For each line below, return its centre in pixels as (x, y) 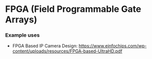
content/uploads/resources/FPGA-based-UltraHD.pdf (67, 51)
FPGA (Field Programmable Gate (73, 9)
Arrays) (21, 20)
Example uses (22, 35)
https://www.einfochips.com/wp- (113, 46)
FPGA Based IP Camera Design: (45, 46)
